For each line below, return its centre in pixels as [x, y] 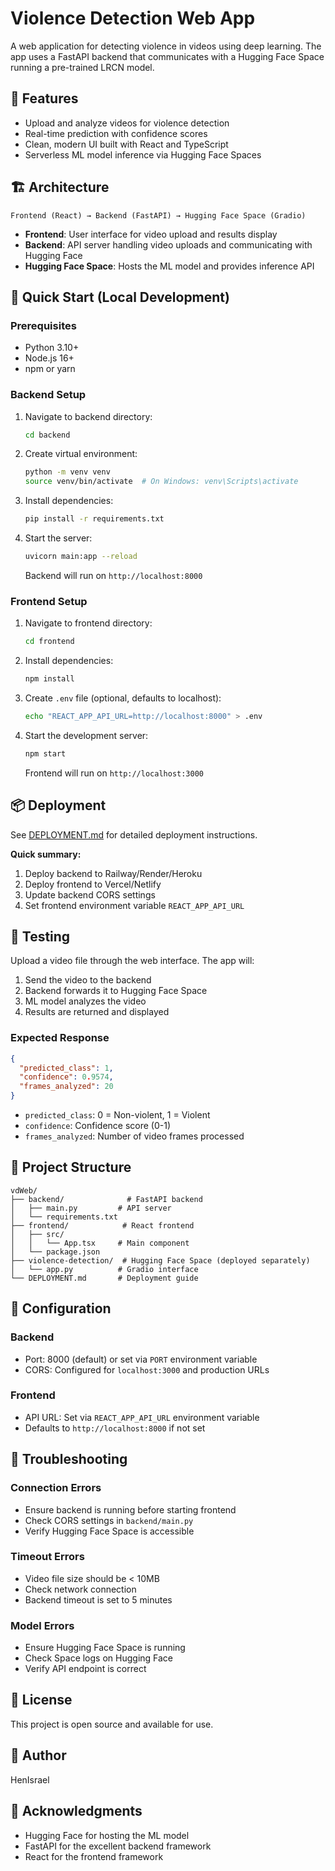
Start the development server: [86, 735]
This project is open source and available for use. [112, 1724]
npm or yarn [50, 369]
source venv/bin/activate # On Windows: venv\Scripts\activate [161, 482]
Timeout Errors [47, 1557]
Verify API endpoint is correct [85, 1669]
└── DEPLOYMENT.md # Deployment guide [104, 1278]
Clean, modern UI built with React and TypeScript [126, 144]
